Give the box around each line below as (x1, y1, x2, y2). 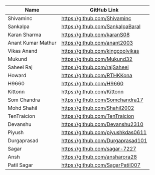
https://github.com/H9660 (61, 80, 124, 87)
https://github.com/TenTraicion (61, 113, 134, 119)
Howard (8, 72, 27, 79)
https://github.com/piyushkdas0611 (61, 129, 147, 136)
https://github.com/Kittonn (61, 88, 124, 95)
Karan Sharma (8, 31, 42, 38)
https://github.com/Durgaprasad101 (61, 137, 147, 144)
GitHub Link (90, 7, 119, 13)
